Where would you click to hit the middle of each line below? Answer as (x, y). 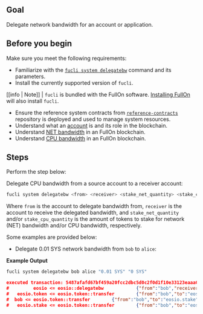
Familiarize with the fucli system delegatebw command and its (93, 70)
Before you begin (39, 44)
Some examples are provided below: (52, 237)
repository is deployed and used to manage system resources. (93, 119)
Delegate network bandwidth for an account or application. (80, 24)
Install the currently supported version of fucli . (74, 83)
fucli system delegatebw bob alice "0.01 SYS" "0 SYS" (77, 272)
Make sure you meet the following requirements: (66, 58)
